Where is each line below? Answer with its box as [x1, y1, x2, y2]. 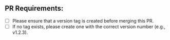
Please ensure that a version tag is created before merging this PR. [12, 17, 154, 24]
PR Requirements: [5, 4, 64, 13]
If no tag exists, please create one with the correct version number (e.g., [12, 23, 165, 30]
